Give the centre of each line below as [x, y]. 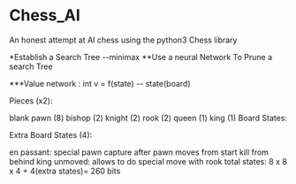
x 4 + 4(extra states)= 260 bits [65, 171]
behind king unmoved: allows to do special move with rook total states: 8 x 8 [148, 161]
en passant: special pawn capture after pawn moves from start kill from [139, 152]
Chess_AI [45, 15]
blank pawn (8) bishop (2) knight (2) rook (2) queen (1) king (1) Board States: [148, 118]
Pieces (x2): [31, 100]
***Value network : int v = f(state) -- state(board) [100, 83]
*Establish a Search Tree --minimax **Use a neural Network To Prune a [141, 57]
